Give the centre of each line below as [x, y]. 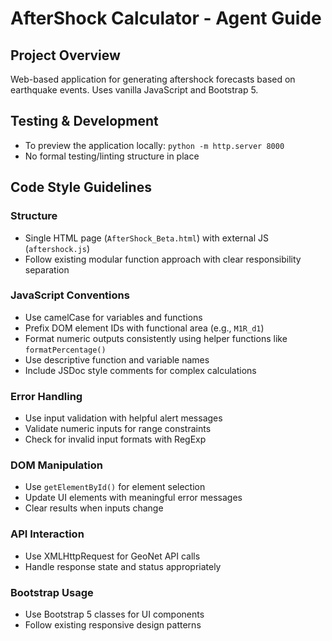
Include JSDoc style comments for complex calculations [140, 370]
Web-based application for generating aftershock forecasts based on [153, 79]
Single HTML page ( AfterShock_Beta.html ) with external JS [146, 238]
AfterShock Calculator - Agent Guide [166, 18]
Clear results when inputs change [94, 508]
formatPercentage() [65, 350]
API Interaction [47, 534]
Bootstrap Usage [52, 592]
